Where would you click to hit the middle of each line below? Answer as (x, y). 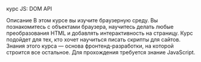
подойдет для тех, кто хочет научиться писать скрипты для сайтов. (94, 39)
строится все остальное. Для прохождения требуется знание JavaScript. (101, 52)
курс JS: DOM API (29, 9)
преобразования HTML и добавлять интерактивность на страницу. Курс (100, 33)
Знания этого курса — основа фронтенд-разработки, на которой (90, 46)
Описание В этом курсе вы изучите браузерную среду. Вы (82, 20)
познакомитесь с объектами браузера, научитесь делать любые (90, 27)
